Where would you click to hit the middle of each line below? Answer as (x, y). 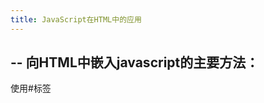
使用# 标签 (31, 88)
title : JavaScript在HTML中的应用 (76, 19)
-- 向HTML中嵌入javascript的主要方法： (135, 62)
